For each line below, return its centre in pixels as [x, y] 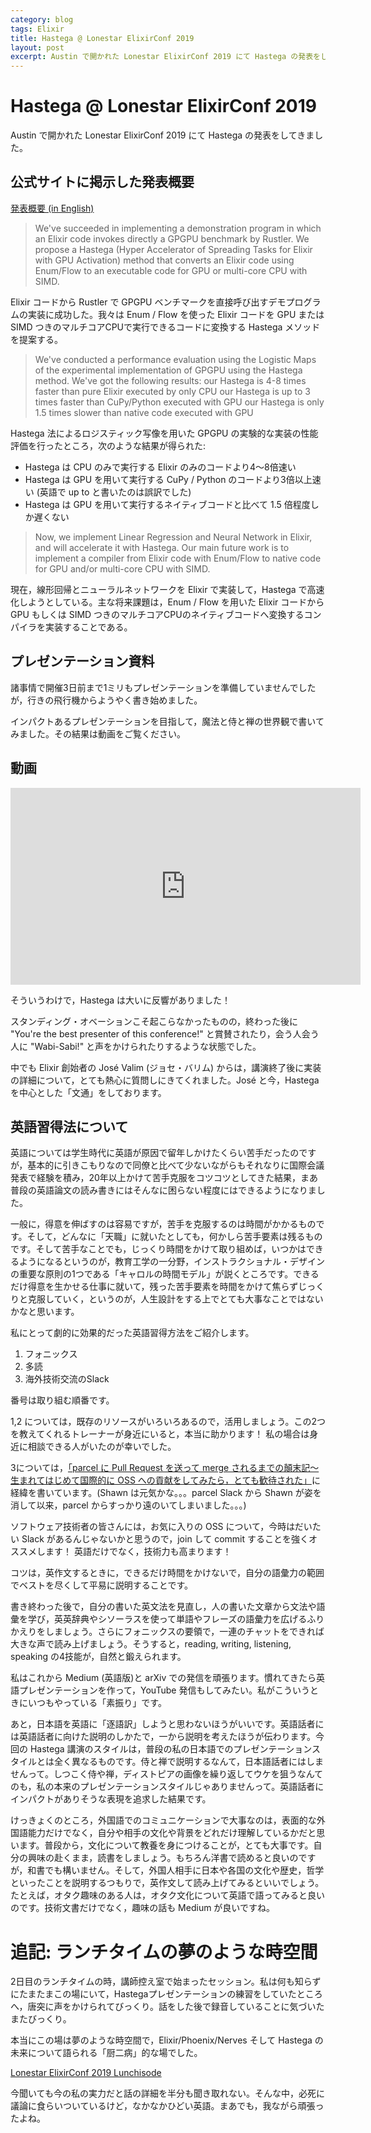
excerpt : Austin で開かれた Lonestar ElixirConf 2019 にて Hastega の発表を [165, 57]
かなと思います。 [45, 1312]
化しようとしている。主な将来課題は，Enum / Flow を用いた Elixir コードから [167, 602]
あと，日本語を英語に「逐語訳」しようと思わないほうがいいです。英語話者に [167, 1724]
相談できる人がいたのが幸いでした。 [102, 1447]
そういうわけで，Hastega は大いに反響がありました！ [121, 1000]
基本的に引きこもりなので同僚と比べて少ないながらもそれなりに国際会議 [176, 1165]
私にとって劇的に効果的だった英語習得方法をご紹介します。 [132, 1333]
